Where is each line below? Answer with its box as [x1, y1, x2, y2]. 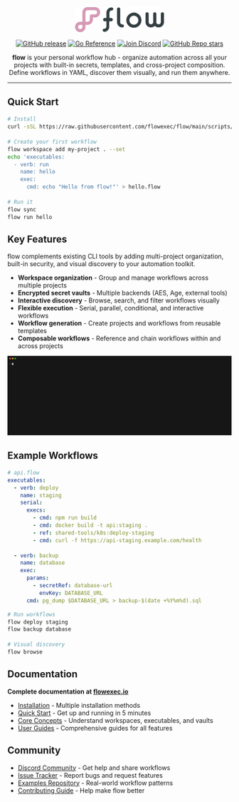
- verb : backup [14, 552, 59, 559]
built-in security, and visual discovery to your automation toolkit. [7, 260, 196, 268]
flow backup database [7, 626, 72, 633]
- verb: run [14, 161, 50, 168]
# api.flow [7, 469, 40, 476]
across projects [17, 342, 64, 350]
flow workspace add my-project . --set [7, 146, 126, 153]
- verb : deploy [14, 484, 59, 492]
